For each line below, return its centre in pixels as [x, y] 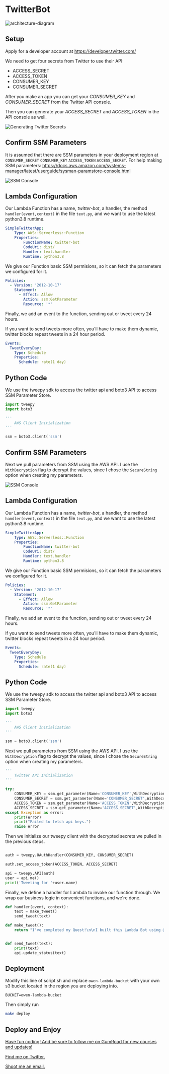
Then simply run [22, 1005]
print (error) [28, 817]
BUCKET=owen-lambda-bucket [33, 995]
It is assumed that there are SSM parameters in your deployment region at [82, 155]
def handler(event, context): [37, 907]
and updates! [19, 1047]
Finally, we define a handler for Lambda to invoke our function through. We [83, 892]
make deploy [18, 1014]
